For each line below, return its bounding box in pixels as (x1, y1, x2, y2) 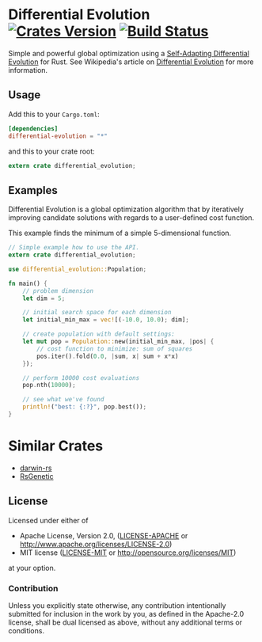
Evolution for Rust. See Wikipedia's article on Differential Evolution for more (8, 57, 254, 66)
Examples (8, 184, 58, 197)
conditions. (8, 625, 45, 635)
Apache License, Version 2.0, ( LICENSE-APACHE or (19, 530, 188, 540)
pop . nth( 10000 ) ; (22, 382, 77, 389)
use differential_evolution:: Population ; (8, 265, 147, 273)
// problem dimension (22, 287, 93, 294)
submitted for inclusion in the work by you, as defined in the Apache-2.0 (8, 609, 244, 618)
